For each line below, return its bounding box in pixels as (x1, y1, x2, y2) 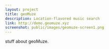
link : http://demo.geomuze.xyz (5, 20, 69, 26)
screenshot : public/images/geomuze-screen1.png (5, 25, 105, 30)
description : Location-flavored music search (5, 16, 100, 21)
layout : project (5, 7, 38, 12)
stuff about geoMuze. (5, 38, 49, 44)
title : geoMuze (5, 12, 36, 16)
